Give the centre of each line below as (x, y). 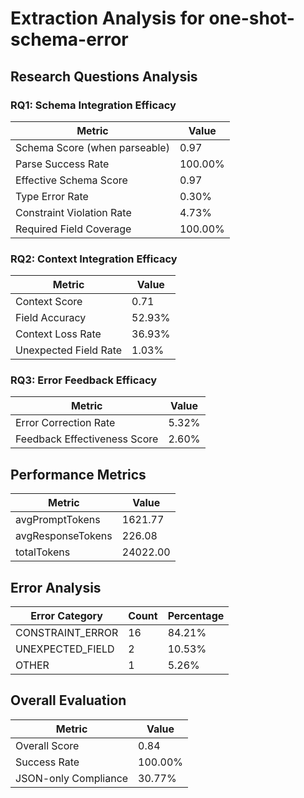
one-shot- (251, 18)
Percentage (196, 616)
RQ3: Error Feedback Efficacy (84, 380)
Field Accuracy (51, 318)
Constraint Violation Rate (73, 212)
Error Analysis (56, 587)
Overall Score (47, 745)
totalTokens (43, 552)
